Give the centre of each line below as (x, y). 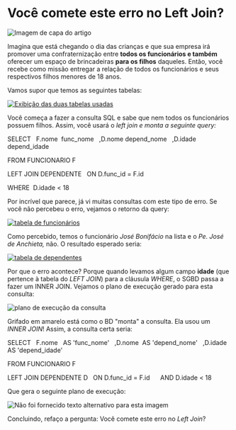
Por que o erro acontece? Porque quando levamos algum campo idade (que (118, 271)
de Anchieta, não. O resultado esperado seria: (74, 244)
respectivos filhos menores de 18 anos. (64, 77)
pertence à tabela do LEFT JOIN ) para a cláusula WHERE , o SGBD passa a (116, 278)
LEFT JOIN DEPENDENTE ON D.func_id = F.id (75, 174)
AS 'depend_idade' (35, 350)
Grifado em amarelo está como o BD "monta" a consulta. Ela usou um (109, 321)
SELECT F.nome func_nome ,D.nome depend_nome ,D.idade (102, 139)
